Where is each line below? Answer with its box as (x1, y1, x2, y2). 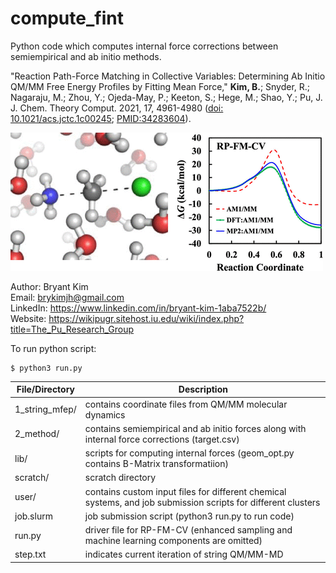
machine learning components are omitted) (84, 535, 263, 547)
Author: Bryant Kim (10, 280, 89, 292)
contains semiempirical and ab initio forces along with (84, 422, 307, 434)
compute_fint (10, 7, 124, 30)
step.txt (14, 548, 47, 561)
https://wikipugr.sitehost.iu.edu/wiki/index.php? (48, 312, 245, 324)
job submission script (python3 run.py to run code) (84, 510, 295, 522)
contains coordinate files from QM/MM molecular (84, 398, 288, 410)
